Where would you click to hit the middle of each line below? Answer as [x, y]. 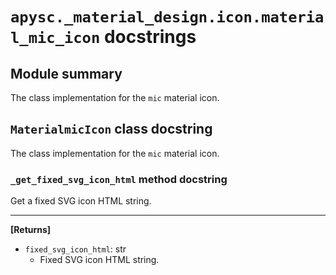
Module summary [66, 73]
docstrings [150, 37]
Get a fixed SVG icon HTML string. [81, 201]
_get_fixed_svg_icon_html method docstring [119, 179]
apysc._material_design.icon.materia [167, 17]
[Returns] [31, 230]
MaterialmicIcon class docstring [111, 129]
